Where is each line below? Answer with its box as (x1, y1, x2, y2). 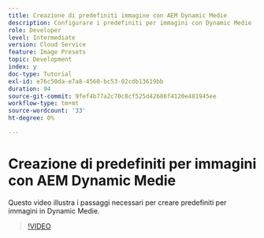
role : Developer (8, 26, 61, 34)
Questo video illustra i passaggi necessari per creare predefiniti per (8, 198, 227, 207)
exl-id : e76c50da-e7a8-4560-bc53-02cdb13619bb (8, 77, 164, 85)
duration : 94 (8, 84, 51, 93)
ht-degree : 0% (8, 114, 55, 122)
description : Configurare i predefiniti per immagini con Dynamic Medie (8, 19, 252, 27)
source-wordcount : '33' (8, 107, 87, 115)
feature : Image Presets (8, 48, 87, 56)
